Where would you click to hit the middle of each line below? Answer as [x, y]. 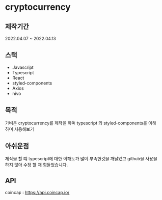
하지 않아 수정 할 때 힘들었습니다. [37, 165]
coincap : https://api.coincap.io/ [37, 193]
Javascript [23, 67]
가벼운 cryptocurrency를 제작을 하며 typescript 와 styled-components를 [76, 123]
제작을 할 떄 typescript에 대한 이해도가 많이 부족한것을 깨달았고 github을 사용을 [81, 159]
